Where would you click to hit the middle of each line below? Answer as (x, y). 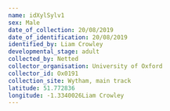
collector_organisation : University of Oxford (85, 66)
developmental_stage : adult (54, 52)
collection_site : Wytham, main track (70, 81)
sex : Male (24, 23)
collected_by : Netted (43, 59)
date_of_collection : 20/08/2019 (61, 30)
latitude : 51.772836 (42, 88)
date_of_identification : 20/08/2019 (68, 37)
